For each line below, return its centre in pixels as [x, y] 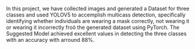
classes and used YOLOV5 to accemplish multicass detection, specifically [96, 15]
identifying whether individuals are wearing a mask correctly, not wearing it [98, 21]
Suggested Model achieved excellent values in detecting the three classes [97, 34]
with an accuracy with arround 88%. [51, 40]
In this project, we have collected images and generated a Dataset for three [98, 9]
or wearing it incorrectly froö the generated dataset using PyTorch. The [93, 27]
